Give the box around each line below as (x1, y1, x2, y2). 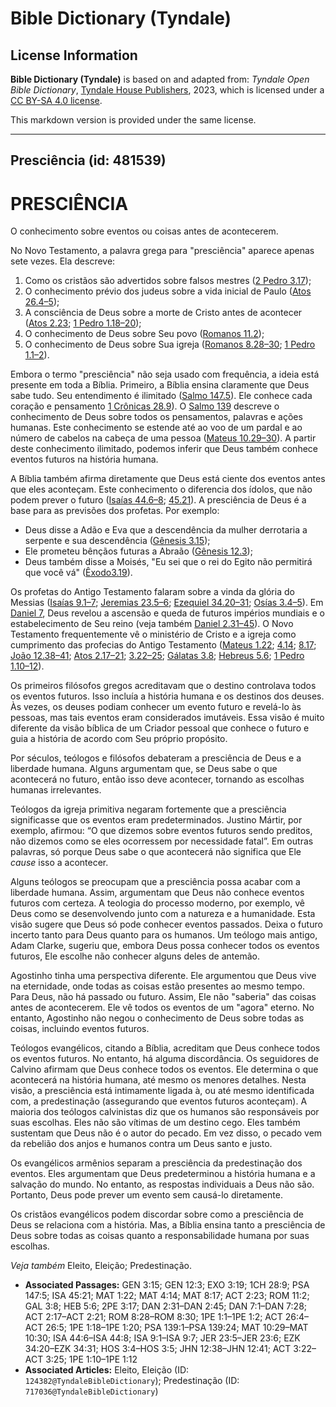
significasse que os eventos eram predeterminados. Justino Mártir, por (10, 814, 303, 826)
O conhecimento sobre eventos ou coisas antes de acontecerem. (10, 225, 279, 237)
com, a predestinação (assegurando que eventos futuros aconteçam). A (10, 1095, 308, 1107)
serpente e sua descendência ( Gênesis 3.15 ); (24, 535, 211, 547)
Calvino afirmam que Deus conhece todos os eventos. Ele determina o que (10, 1063, 319, 1076)
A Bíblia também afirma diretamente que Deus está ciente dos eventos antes (10, 473, 326, 485)
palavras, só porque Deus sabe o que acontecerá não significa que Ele (10, 846, 302, 858)
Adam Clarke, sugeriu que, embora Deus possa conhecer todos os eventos (10, 940, 320, 952)
